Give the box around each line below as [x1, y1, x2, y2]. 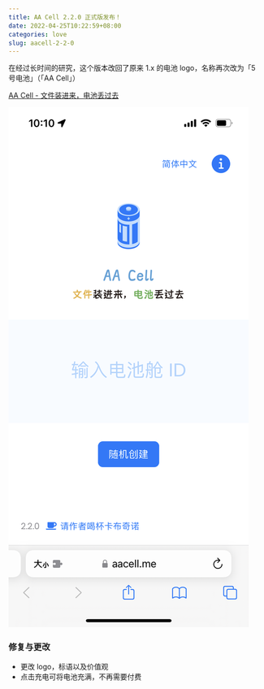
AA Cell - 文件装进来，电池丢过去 [8, 90, 119, 101]
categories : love [8, 30, 67, 38]
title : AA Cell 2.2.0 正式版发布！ [8, 13, 122, 21]
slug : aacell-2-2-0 [8, 39, 75, 47]
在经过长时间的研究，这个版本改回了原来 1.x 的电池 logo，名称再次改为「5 [8, 63, 256, 73]
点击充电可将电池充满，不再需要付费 [19, 671, 142, 682]
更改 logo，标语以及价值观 [19, 661, 109, 671]
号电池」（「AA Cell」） [8, 73, 80, 83]
